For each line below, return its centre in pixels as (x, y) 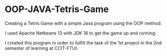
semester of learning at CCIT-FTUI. (41, 48)
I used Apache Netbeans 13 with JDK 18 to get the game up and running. (81, 33)
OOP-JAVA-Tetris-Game (57, 9)
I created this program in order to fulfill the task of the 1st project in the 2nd (83, 43)
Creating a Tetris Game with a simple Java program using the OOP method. (83, 23)
